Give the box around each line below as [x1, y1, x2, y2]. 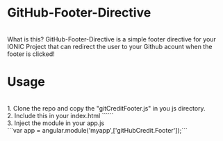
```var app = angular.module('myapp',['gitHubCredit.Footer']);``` [7, 126, 188, 134]
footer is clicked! [7, 50, 55, 58]
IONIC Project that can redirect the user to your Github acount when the [7, 42, 213, 50]
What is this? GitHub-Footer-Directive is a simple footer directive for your [7, 35, 217, 43]
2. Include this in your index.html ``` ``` [7, 111, 114, 120]
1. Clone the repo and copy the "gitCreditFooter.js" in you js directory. [7, 104, 206, 112]
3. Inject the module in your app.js [7, 119, 105, 127]
